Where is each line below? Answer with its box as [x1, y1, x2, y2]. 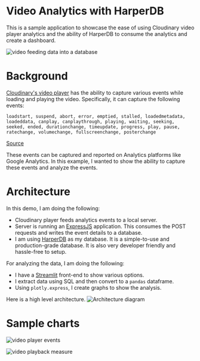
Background [6, 69, 68, 83]
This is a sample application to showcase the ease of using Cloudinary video [6, 24, 195, 31]
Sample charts [6, 317, 80, 330]
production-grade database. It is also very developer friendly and [14, 241, 176, 249]
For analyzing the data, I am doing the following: [6, 259, 125, 267]
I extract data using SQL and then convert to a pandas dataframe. [14, 277, 174, 285]
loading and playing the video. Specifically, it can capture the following [6, 95, 180, 102]
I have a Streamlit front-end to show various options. [14, 271, 144, 278]
